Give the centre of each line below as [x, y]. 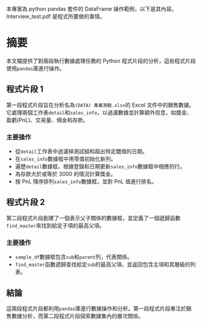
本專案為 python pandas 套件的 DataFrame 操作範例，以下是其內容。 [92, 9]
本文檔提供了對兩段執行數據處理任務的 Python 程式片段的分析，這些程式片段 [101, 61]
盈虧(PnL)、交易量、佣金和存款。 [47, 120]
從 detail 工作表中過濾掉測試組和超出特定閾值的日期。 [81, 151]
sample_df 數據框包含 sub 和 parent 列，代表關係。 [74, 257]
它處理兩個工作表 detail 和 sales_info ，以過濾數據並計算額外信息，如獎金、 [99, 112]
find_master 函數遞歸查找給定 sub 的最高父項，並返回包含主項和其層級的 [103, 265]
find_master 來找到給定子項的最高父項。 [55, 226]
